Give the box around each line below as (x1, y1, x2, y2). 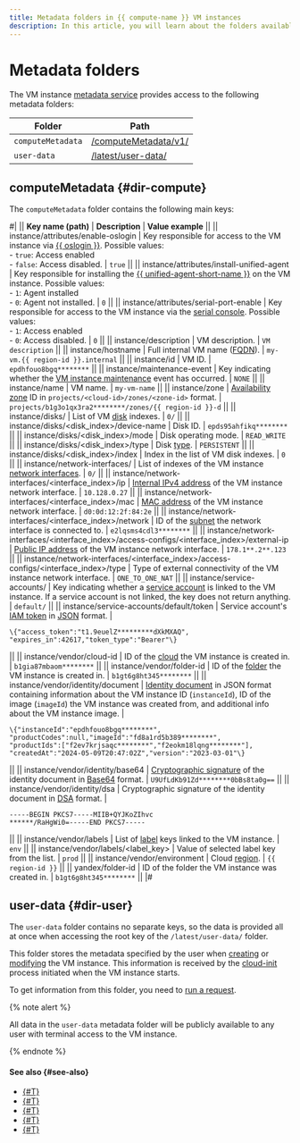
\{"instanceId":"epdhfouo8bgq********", (9, 726, 162, 735)
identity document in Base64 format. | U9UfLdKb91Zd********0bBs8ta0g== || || (9, 774, 290, 785)
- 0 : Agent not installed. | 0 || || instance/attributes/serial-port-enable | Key (9, 297, 283, 308)
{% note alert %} (9, 1002, 71, 1013)
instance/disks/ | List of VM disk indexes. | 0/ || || (9, 411, 190, 422)
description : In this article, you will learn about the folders (9, 21, 257, 30)
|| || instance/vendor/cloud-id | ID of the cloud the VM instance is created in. (9, 651, 290, 662)
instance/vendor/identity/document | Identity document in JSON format (9, 680, 272, 691)
